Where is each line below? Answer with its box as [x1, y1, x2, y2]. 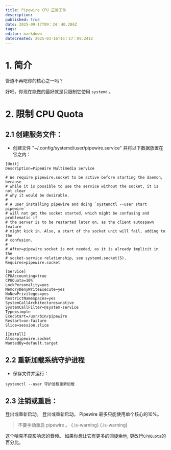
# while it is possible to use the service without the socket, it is [5, 184, 159, 189]
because [5, 179, 22, 184]
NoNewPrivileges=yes [5, 291, 50, 296]
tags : [5, 27, 17, 32]
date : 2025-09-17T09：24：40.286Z [5, 22, 78, 27]
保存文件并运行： [12, 370, 49, 376]
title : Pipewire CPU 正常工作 [5, 7, 66, 13]
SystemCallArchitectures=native [5, 300, 74, 305]
